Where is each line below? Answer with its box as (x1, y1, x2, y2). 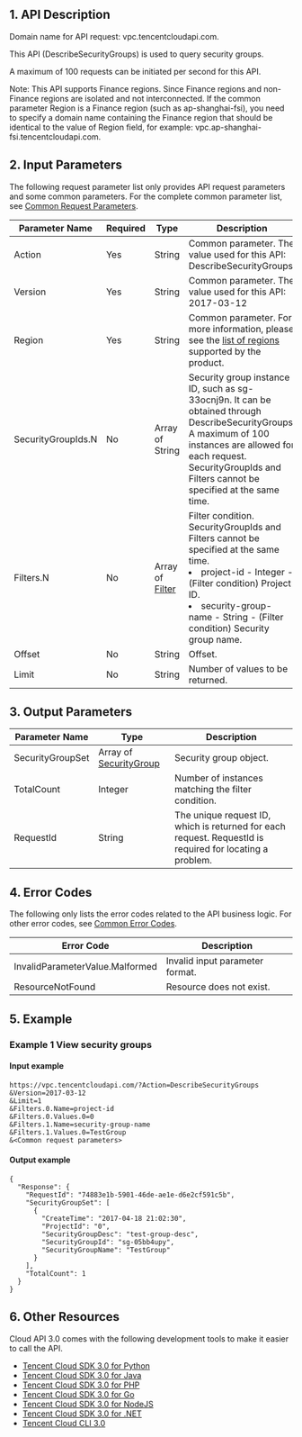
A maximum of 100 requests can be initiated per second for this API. (9, 66, 262, 77)
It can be (234, 393, 271, 406)
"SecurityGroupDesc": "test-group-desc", (41, 1229, 200, 1239)
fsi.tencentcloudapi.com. (9, 131, 102, 142)
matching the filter (174, 783, 252, 796)
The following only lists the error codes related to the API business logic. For (9, 908, 292, 919)
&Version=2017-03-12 (9, 1089, 87, 1098)
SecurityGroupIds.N (13, 432, 98, 445)
